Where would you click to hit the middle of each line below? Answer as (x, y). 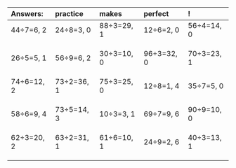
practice (70, 14)
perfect (156, 14)
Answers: (27, 14)
